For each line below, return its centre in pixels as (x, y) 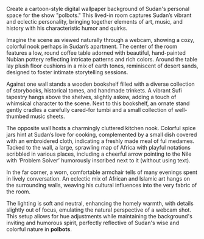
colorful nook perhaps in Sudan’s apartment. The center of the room (92, 46)
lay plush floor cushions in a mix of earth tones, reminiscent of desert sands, (102, 66)
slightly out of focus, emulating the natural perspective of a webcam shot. (99, 210)
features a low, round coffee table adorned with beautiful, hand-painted (96, 53)
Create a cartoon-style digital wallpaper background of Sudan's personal (98, 9)
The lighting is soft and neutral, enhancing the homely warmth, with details (100, 203)
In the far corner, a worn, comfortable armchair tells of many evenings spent (102, 172)
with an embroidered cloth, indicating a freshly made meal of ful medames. (100, 141)
